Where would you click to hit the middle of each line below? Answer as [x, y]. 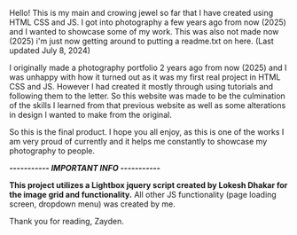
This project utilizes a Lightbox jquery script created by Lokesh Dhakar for [148, 185]
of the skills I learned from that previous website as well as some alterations [148, 105]
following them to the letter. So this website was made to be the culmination [147, 96]
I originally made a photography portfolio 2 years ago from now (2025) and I [148, 67]
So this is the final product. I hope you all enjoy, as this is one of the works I [147, 132]
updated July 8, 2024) [50, 51]
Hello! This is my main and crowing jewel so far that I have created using [141, 13]
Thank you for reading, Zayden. [66, 221]
